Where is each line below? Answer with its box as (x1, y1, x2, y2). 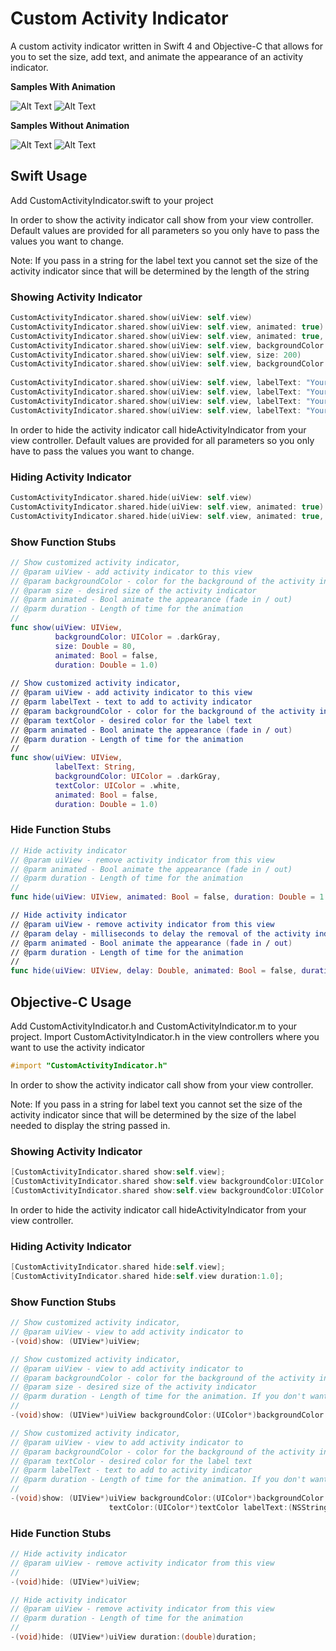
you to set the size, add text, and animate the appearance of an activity (10, 50, 304, 62)
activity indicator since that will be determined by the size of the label (10, 1108, 297, 1121)
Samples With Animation (10, 80, 116, 92)
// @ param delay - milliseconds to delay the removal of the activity (10, 928, 311, 939)
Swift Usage (10, 168, 88, 185)
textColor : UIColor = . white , (54, 780, 182, 791)
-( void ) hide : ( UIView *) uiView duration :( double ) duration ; (10, 1632, 257, 1642)
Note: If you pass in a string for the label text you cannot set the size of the (10, 254, 318, 266)
